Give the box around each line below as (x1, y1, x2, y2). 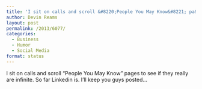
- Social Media (11, 48, 50, 54)
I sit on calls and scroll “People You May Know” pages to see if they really (6, 69, 189, 76)
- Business (11, 36, 39, 42)
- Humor (11, 42, 31, 48)
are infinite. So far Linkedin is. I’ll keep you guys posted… (6, 76, 148, 83)
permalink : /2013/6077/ (6, 25, 66, 32)
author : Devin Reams (6, 14, 58, 20)
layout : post (6, 20, 39, 26)
